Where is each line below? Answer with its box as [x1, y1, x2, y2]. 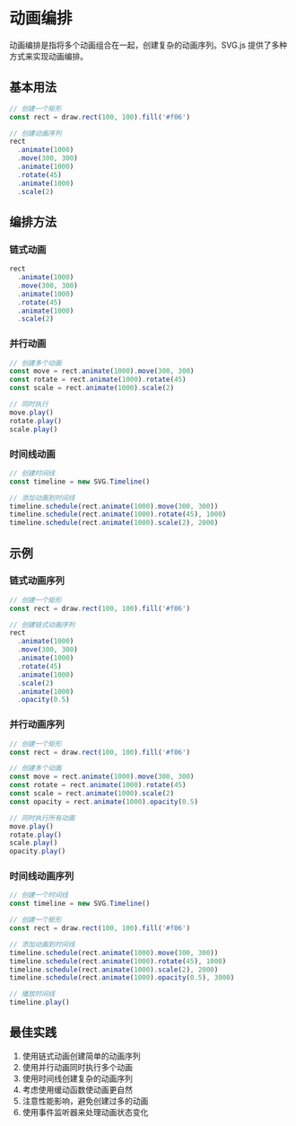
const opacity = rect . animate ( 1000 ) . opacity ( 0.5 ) [9, 797, 199, 806]
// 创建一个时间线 [9, 891, 69, 900]
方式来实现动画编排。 [9, 50, 88, 61]
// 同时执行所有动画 [9, 813, 75, 822]
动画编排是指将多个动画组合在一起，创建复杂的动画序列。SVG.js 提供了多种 [9, 40, 288, 50]
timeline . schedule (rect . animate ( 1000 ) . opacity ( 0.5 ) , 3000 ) [9, 973, 235, 982]
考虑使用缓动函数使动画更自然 [22, 1084, 133, 1095]
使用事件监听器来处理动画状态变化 [22, 1106, 149, 1117]
